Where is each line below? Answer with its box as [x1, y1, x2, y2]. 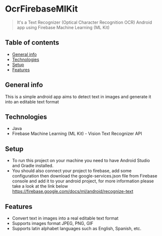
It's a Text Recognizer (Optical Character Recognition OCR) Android [16, 19, 152, 25]
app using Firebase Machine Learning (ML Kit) [16, 24, 110, 30]
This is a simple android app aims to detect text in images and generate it [5, 93, 151, 100]
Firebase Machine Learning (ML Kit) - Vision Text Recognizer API [12, 131, 142, 136]
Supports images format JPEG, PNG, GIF [12, 221, 94, 226]
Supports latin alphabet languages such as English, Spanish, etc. [12, 226, 142, 231]
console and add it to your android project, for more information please [12, 178, 154, 184]
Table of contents [5, 39, 59, 47]
